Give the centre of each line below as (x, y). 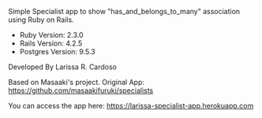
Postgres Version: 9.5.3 (58, 52)
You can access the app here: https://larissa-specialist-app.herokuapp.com (131, 106)
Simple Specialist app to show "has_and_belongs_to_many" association (124, 11)
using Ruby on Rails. (41, 20)
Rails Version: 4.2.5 (51, 43)
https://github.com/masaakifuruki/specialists (81, 90)
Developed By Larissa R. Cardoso (62, 67)
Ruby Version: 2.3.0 (52, 35)
